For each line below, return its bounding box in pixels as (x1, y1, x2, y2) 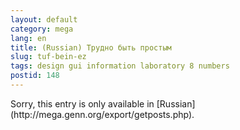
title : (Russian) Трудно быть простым (10, 42, 172, 53)
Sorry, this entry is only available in (10, 97, 155, 110)
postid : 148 (10, 71, 60, 81)
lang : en (10, 33, 47, 43)
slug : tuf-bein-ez (10, 52, 87, 62)
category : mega (10, 24, 74, 34)
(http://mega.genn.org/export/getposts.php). (10, 108, 195, 120)
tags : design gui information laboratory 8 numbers (10, 61, 230, 71)
